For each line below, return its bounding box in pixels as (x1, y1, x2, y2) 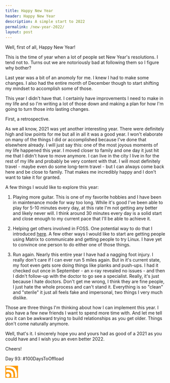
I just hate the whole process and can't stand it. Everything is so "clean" (12, 284, 163, 290)
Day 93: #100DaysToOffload (5, 356, 64, 362)
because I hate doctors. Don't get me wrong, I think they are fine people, (12, 278, 165, 284)
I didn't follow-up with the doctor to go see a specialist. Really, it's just (12, 273, 159, 279)
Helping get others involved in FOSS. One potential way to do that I (12, 226, 153, 232)
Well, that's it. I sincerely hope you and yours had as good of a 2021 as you (5, 331, 162, 337)
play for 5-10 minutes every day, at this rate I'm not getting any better (12, 205, 158, 211)
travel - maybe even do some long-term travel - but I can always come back (5, 164, 164, 170)
